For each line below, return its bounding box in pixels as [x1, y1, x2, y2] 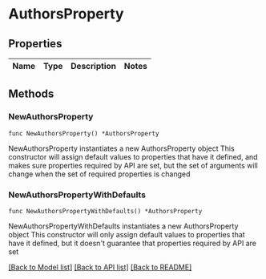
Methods [8, 87, 54, 101]
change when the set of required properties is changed [8, 169, 191, 179]
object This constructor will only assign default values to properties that [8, 229, 246, 239]
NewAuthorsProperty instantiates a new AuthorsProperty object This [8, 144, 235, 153]
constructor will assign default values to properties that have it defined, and [8, 152, 258, 161]
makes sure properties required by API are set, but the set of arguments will [8, 160, 258, 170]
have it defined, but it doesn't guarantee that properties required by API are [8, 238, 256, 248]
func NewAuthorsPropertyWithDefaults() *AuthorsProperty [8, 207, 203, 215]
